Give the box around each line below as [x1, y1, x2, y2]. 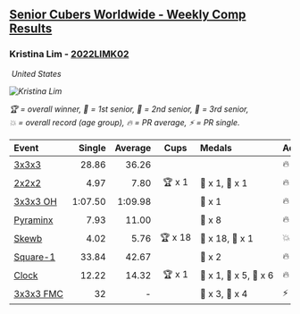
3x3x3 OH [13, 196, 58, 208]
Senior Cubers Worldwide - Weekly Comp [9, 7, 246, 22]
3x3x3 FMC [13, 288, 64, 301]
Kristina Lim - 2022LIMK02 [9, 48, 129, 61]
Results [9, 21, 53, 37]
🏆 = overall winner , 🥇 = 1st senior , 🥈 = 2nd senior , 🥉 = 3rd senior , [9, 103, 249, 115]
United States [11, 68, 62, 79]
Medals [199, 141, 232, 154]
